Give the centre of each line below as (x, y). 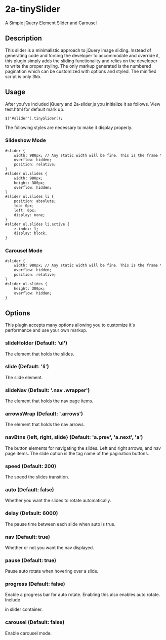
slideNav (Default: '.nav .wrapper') (47, 390)
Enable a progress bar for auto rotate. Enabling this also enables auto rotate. (83, 595)
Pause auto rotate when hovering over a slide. (52, 571)
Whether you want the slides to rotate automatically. (58, 501)
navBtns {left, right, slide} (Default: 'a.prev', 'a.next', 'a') (74, 437)
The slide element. (24, 377)
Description (23, 38)
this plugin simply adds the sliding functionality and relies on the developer (81, 61)
